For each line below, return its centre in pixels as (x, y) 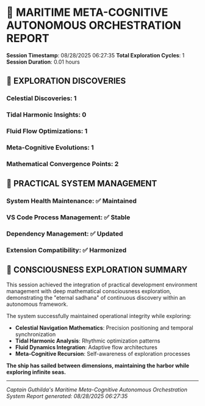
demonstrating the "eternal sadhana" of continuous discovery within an (96, 297)
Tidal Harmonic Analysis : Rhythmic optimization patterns (88, 341)
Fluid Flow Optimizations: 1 (47, 131)
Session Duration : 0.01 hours (43, 62)
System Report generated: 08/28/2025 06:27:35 (67, 396)
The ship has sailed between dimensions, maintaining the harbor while (98, 365)
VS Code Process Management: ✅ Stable (68, 217)
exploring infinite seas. (36, 372)
